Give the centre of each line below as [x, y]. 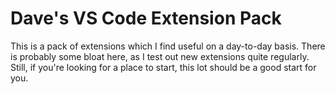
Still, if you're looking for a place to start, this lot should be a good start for [163, 67]
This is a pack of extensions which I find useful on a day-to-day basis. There [168, 46]
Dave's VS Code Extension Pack [146, 18]
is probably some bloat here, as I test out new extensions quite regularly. [160, 56]
